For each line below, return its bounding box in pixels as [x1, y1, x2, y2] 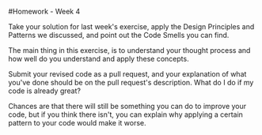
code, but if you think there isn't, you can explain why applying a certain [8, 110, 244, 119]
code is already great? [8, 86, 82, 96]
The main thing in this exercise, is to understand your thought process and [8, 46, 251, 54]
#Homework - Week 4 [8, 7, 81, 16]
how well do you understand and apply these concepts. [8, 54, 189, 63]
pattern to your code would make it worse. [8, 118, 146, 127]
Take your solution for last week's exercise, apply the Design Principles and [8, 22, 255, 31]
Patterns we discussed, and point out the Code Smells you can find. [8, 31, 230, 39]
